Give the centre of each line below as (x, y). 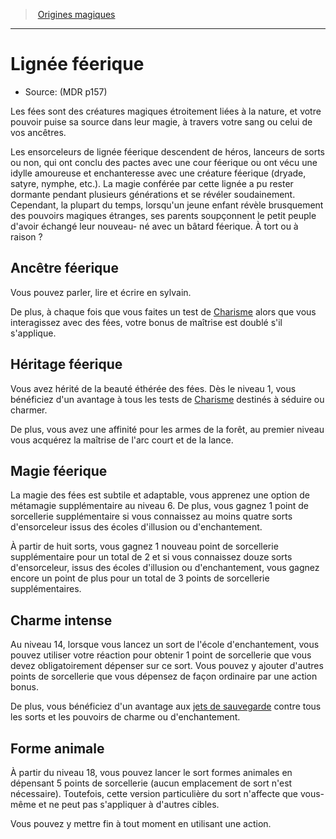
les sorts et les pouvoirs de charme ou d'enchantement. (125, 717)
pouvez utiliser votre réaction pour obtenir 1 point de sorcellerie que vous (161, 655)
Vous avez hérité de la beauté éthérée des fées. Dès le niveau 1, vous (153, 388)
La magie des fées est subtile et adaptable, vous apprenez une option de (160, 495)
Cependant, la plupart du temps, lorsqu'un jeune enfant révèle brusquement (167, 205)
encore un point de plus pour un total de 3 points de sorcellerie (140, 578)
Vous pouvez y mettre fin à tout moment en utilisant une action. (141, 823)
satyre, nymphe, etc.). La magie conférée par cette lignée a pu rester (152, 183)
